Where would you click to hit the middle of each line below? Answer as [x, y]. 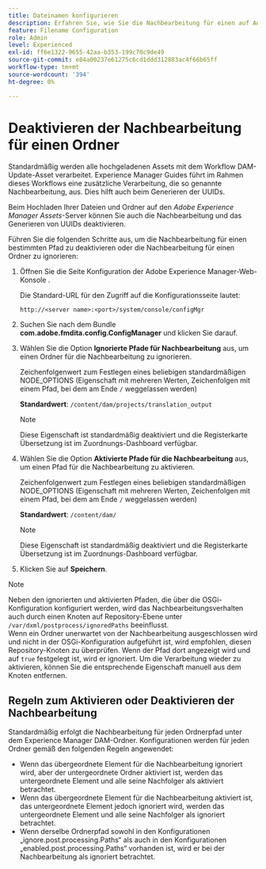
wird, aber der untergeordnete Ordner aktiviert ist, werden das [121, 772]
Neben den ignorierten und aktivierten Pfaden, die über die [104, 600]
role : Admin [28, 38]
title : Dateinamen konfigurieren [63, 15]
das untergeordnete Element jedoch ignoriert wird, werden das [122, 806]
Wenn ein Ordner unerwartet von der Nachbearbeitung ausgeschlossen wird [133, 634]
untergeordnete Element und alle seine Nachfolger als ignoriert [122, 815]
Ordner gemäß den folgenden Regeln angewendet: [91, 749]
